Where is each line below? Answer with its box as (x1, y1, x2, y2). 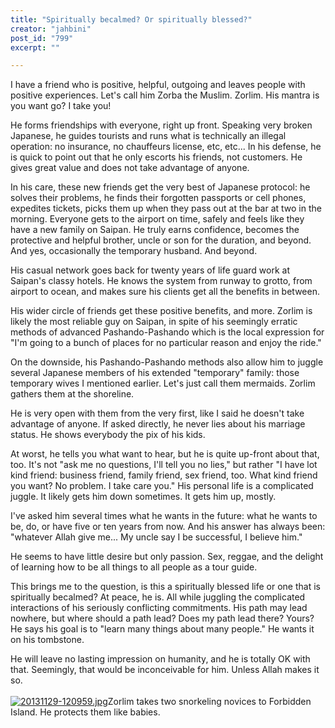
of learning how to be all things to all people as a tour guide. (10, 561, 258, 573)
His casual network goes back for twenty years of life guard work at (10, 264, 290, 276)
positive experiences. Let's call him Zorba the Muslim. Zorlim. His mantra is (10, 89, 320, 101)
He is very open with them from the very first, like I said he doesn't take (10, 407, 305, 420)
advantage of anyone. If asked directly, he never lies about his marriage (10, 418, 306, 430)
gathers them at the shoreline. (10, 388, 135, 400)
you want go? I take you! (10, 100, 112, 112)
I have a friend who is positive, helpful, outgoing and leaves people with (10, 79, 306, 91)
